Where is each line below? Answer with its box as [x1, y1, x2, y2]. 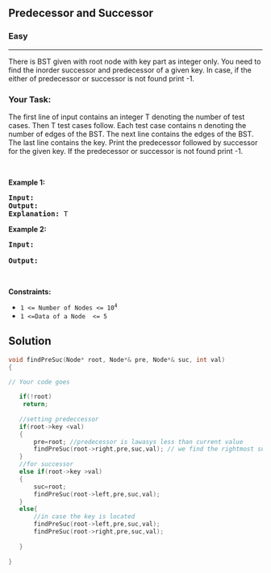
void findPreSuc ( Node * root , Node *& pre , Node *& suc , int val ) [8, 355, 226, 363]
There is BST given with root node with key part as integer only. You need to [8, 56, 261, 66]
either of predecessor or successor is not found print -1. [8, 73, 195, 83]
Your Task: [8, 93, 52, 105]
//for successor [19, 460, 74, 468]
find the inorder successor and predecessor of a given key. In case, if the [8, 64, 252, 75]
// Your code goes [8, 378, 70, 386]
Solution [8, 334, 52, 348]
